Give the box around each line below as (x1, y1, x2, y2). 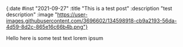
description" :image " (6, 11, 57, 18)
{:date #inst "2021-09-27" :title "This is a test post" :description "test (6, 5, 172, 12)
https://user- (57, 11, 88, 18)
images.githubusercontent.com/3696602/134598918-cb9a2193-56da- (6, 17, 177, 24)
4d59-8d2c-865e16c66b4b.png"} (6, 23, 88, 30)
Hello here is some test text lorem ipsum (6, 35, 104, 41)
